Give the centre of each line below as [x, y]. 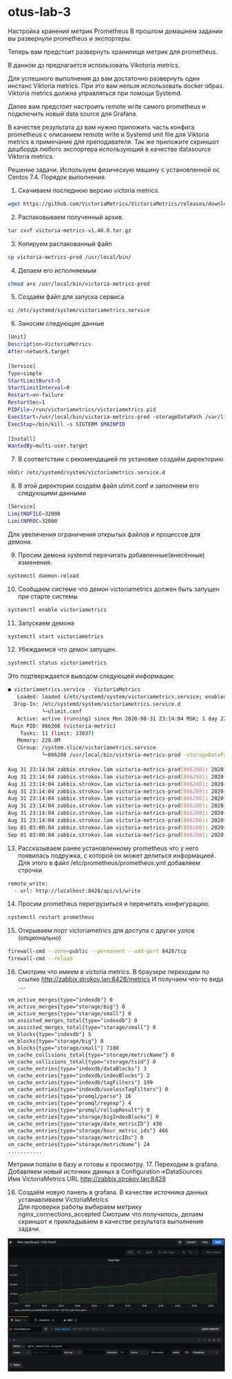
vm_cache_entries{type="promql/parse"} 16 [70, 1097]
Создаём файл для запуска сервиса [71, 297]
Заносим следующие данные [61, 324]
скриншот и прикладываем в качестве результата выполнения [110, 1222]
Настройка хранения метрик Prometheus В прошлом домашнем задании [115, 31]
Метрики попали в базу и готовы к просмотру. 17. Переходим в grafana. [113, 1164]
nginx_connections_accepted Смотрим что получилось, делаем [110, 1214]
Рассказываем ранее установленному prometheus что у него [108, 848]
